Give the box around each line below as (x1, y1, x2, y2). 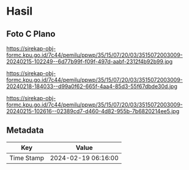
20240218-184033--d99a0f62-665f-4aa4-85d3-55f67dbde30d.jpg (6, 83, 177, 90)
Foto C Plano (6, 29, 56, 39)
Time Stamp (9, 153, 45, 162)
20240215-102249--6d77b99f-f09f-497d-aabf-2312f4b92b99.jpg (6, 58, 173, 65)
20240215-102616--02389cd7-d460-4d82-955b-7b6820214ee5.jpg (6, 108, 179, 114)
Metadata (6, 125, 44, 136)
